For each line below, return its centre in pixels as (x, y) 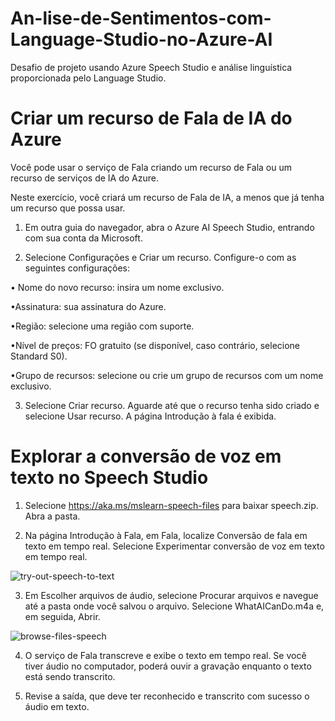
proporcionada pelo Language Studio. (88, 78)
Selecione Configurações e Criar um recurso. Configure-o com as (160, 257)
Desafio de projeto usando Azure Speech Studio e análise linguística (151, 67)
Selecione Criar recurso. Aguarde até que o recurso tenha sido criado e (172, 405)
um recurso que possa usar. (68, 208)
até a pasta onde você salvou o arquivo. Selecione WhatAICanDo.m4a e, (174, 606)
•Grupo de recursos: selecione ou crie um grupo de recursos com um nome (167, 375)
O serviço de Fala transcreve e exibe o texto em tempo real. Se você (165, 655)
